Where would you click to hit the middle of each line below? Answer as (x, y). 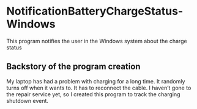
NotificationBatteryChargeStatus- (95, 11)
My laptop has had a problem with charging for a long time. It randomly (96, 81)
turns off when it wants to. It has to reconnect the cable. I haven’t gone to (99, 88)
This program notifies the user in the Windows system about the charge (97, 41)
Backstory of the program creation (73, 67)
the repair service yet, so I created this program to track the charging (93, 94)
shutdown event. (28, 100)
